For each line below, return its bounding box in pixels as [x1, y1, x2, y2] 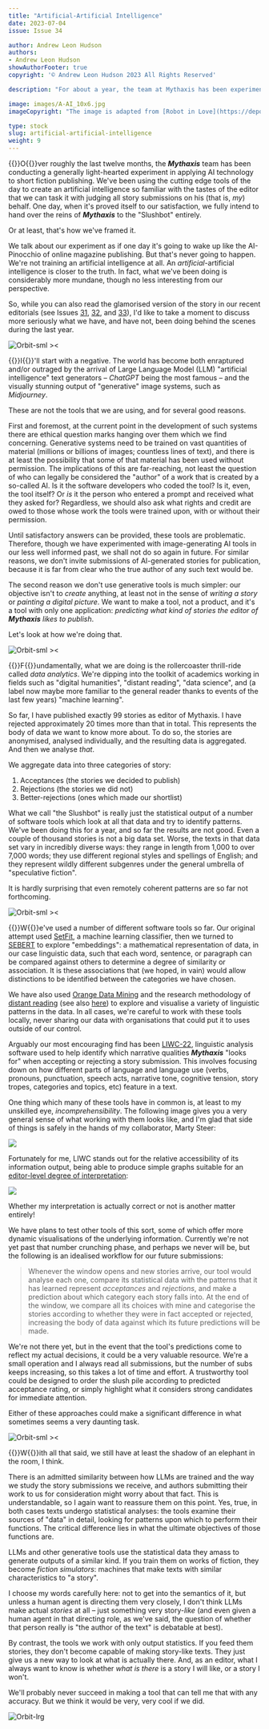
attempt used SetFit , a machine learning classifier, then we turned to [8, 931, 234, 941]
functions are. [8, 1532, 54, 1541]
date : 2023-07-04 [8, 19, 66, 27]
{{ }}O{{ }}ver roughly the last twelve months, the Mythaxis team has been [8, 159, 251, 168]
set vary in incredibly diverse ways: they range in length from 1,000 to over [8, 842, 255, 851]
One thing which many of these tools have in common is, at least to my [8, 1098, 242, 1107]
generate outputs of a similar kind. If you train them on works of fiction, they [8, 1556, 259, 1565]
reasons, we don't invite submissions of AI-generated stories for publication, [8, 556, 261, 566]
